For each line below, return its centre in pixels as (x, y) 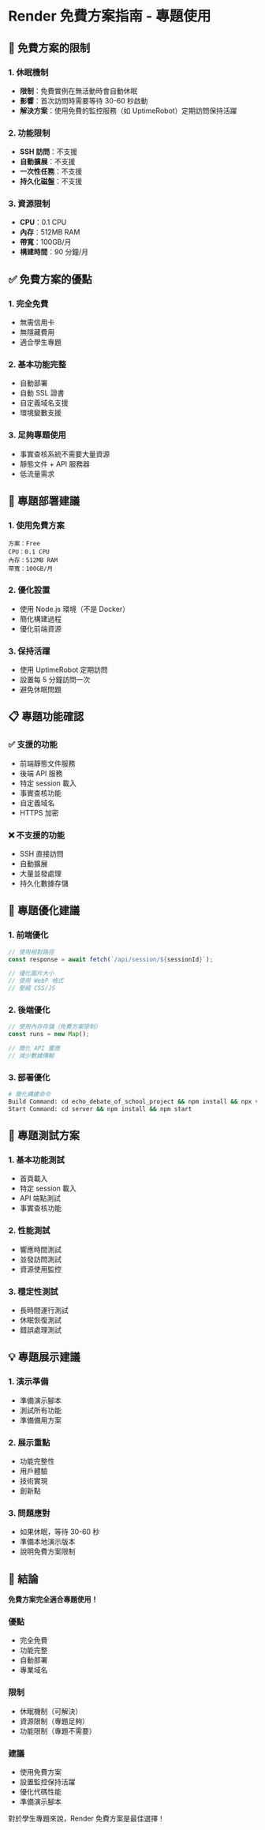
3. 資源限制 (29, 204)
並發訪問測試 (40, 1259)
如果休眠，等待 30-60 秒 (60, 1532)
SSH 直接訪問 (42, 854)
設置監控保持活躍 (47, 1782)
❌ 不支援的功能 (37, 835)
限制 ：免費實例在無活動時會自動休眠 (78, 91)
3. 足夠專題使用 (37, 435)
